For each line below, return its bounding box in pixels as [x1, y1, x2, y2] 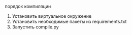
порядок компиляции [5, 4, 51, 9]
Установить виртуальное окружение [12, 13, 92, 19]
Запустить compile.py [12, 24, 59, 30]
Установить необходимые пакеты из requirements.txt [12, 19, 127, 24]
